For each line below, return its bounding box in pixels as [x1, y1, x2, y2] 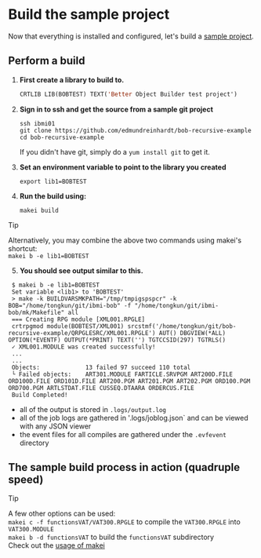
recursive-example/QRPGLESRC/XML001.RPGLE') [8, 329, 156, 337]
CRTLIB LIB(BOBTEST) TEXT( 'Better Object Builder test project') [19, 90, 237, 98]
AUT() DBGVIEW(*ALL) [158, 329, 226, 337]
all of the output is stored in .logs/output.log [19, 404, 167, 414]
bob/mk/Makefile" [8, 308, 65, 316]
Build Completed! [11, 391, 68, 399]
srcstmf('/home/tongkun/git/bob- [127, 322, 237, 330]
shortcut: [8, 243, 38, 253]
